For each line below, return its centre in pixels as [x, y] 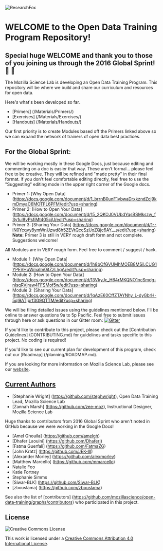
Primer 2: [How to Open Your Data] [47, 209]
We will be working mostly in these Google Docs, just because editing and [79, 164]
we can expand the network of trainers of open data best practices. [73, 137]
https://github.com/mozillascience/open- [114, 497]
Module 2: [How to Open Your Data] [48, 275]
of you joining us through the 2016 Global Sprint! [80, 63]
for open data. [19, 93]
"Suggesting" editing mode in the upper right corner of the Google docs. [78, 184]
